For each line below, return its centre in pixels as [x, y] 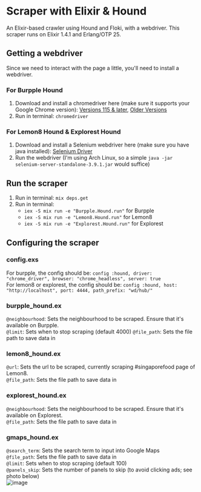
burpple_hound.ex [34, 306]
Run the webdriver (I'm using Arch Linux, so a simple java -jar [94, 158]
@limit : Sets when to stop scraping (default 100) [67, 464]
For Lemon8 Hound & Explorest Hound [64, 131]
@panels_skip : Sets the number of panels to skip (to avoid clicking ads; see [99, 470]
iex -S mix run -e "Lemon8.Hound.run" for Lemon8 [88, 217]
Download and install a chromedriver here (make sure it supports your [102, 103]
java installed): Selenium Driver [54, 151]
